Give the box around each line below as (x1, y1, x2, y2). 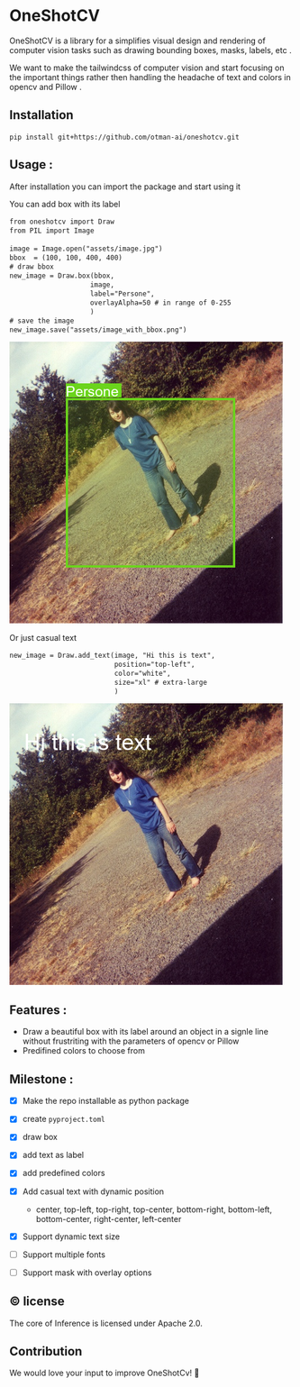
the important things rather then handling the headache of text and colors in (9, 71, 291, 82)
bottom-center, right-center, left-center (35, 1213, 182, 1224)
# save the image (9, 316, 75, 325)
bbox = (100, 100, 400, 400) (9, 253, 123, 262)
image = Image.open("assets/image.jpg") (9, 244, 164, 253)
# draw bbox (9, 262, 54, 271)
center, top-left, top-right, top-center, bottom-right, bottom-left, (35, 1204, 273, 1215)
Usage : (9, 157, 54, 172)
